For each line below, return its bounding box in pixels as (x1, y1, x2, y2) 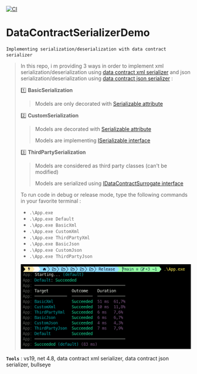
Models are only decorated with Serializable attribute (35, 100, 163, 107)
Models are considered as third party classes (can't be (35, 162, 167, 169)
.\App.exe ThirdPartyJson (29, 253, 93, 260)
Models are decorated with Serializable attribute (35, 125, 151, 132)
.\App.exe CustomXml (29, 228, 80, 234)
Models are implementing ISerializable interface (35, 137, 151, 144)
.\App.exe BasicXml (29, 222, 77, 228)
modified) (35, 168, 59, 176)
